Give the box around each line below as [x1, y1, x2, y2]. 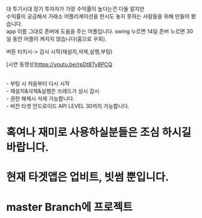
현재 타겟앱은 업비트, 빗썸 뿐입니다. [6, 171, 169, 184]
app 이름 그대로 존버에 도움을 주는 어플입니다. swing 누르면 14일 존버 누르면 [6, 28, 185, 35]
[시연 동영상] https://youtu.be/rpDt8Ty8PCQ [6, 61, 113, 68]
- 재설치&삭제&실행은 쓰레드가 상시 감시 [6, 88, 99, 94]
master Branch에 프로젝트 [6, 200, 133, 214]
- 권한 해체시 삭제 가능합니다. [6, 95, 75, 102]
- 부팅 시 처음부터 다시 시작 [6, 80, 70, 87]
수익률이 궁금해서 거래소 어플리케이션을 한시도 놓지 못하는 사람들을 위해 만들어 [6, 13, 190, 20]
